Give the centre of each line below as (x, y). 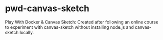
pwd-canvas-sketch (47, 9)
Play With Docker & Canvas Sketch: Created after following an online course (82, 22)
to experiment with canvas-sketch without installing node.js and (70, 27)
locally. (27, 32)
